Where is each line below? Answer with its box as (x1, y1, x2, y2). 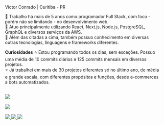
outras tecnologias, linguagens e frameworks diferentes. (5, 40, 119, 45)
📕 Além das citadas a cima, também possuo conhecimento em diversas (5, 34, 149, 40)
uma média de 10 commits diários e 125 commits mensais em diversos (5, 56, 147, 62)
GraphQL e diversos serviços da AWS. (5, 29, 82, 35)
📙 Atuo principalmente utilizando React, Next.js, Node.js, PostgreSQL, (5, 24, 145, 30)
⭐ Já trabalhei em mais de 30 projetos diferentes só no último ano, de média (5, 67, 159, 73)
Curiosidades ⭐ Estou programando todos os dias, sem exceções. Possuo (5, 49, 156, 55)
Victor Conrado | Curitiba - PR (5, 4, 66, 10)
